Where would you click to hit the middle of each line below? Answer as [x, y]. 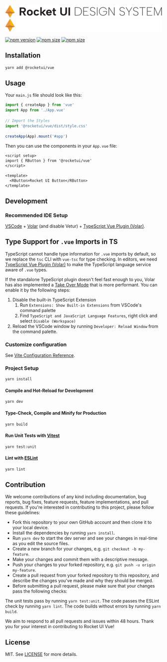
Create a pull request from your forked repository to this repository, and [85, 575]
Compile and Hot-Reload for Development [49, 390]
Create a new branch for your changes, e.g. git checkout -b [74, 549]
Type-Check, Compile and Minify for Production [56, 413]
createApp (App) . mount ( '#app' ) [37, 137]
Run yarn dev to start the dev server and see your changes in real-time [85, 538]
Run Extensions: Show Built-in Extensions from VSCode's [81, 305]
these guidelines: [23, 513]
